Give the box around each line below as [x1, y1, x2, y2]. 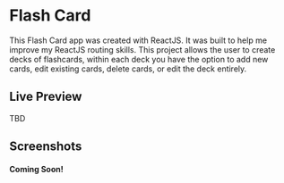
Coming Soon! [9, 163, 65, 174]
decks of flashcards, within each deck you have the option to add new [9, 54, 269, 64]
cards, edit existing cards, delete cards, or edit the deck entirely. [9, 63, 247, 74]
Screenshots [9, 139, 82, 154]
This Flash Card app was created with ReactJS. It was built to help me [9, 35, 267, 46]
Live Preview [9, 89, 82, 104]
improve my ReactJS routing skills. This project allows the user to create [9, 44, 276, 54]
